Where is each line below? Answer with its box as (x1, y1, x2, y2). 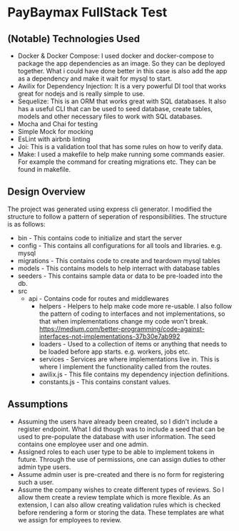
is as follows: (7, 220, 46, 228)
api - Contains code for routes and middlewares (28, 294, 169, 303)
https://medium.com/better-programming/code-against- (39, 324, 205, 333)
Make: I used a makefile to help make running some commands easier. (17, 150, 225, 158)
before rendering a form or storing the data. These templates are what (17, 507, 225, 517)
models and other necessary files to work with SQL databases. (17, 112, 203, 120)
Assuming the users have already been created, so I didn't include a (17, 417, 218, 426)
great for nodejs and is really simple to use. (17, 90, 145, 98)
